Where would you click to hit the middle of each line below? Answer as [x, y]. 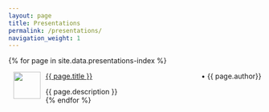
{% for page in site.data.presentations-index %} [88, 61]
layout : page [30, 16]
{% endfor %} [68, 100]
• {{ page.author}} [231, 76]
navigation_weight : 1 [45, 38]
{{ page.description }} [82, 92]
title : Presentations [45, 23]
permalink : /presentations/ [55, 30]
